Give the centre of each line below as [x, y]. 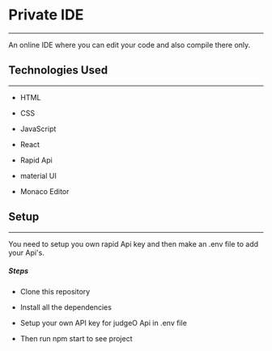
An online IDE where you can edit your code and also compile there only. [130, 44]
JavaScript [38, 129]
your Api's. [26, 252]
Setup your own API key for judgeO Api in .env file [104, 323]
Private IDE [46, 15]
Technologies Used [58, 70]
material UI [38, 175]
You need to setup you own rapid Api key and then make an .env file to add [134, 243]
